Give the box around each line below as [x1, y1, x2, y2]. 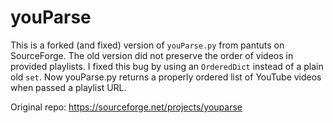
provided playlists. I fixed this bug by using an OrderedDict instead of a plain [10, 60, 324, 72]
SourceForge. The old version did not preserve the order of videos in [10, 49, 294, 61]
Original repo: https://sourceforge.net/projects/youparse [10, 101, 243, 113]
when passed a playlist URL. [10, 81, 127, 93]
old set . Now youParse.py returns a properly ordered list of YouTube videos [10, 71, 322, 83]
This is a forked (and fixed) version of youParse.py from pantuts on [10, 39, 285, 51]
